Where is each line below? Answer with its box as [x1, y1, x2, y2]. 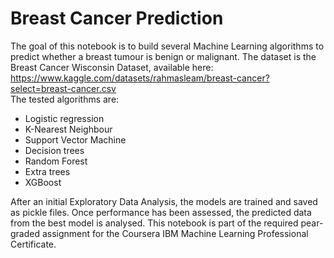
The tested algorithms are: [10, 93, 120, 105]
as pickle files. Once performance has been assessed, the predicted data [10, 206, 312, 218]
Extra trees [24, 165, 71, 177]
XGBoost [24, 176, 62, 188]
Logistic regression [24, 112, 105, 124]
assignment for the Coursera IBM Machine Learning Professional [41, 227, 309, 239]
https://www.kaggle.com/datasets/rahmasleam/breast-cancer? [10, 72, 270, 84]
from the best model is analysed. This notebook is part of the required [10, 217, 299, 229]
